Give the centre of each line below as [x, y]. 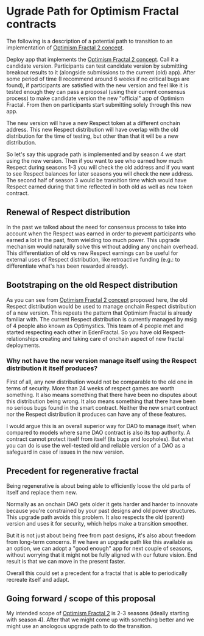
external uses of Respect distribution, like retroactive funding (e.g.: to [93, 259]
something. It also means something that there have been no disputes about [102, 395]
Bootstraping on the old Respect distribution [92, 285]
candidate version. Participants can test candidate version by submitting [97, 66]
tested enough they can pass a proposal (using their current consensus [96, 91]
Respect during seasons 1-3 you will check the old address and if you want [100, 167]
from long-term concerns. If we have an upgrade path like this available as [100, 541]
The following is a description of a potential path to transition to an [90, 41]
